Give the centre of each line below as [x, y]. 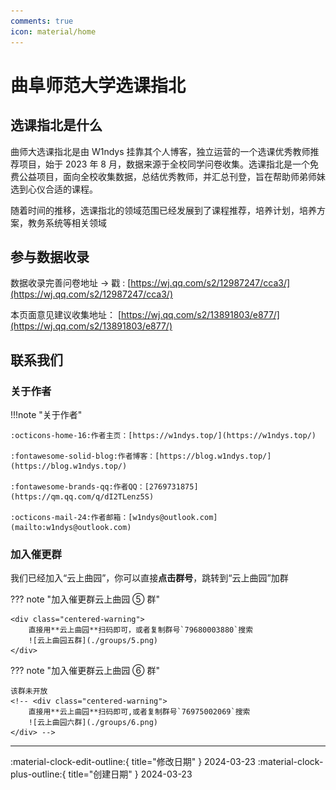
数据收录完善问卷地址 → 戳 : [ [71, 283]
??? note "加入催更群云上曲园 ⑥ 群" [85, 671]
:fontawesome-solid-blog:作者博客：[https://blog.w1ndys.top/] [141, 456]
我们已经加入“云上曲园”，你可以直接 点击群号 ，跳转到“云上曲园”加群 [149, 578]
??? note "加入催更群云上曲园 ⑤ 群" [85, 599]
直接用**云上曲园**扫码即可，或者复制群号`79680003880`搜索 [141, 630]
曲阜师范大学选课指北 [98, 85]
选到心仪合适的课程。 [54, 189]
